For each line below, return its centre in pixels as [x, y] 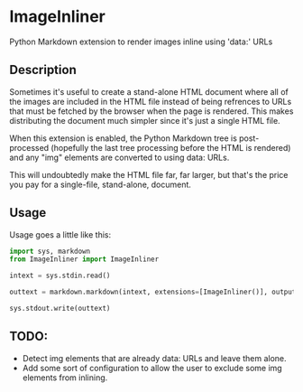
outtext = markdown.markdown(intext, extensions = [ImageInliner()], [139, 292]
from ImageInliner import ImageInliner [84, 259]
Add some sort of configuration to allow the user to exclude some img [152, 368]
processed [29, 147]
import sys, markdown [50, 251]
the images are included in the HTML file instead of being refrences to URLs [151, 101]
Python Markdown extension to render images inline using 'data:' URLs [141, 42]
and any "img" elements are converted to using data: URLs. [119, 157]
